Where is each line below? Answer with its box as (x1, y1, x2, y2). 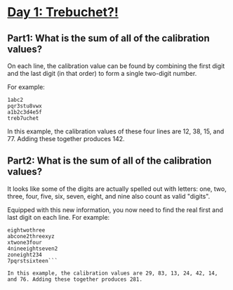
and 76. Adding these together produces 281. (7, 275, 142, 283)
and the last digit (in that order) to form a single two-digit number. (7, 70, 197, 77)
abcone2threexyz (7, 232, 55, 239)
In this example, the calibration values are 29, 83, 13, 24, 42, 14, (7, 270, 218, 277)
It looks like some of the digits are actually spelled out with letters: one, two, (7, 184, 227, 193)
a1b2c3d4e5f (7, 109, 42, 116)
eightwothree (7, 226, 46, 234)
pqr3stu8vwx (7, 103, 42, 110)
